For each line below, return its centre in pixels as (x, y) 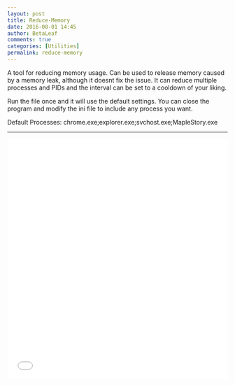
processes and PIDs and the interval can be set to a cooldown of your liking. (117, 87)
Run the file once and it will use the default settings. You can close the (108, 101)
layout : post (26, 14)
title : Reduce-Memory (39, 20)
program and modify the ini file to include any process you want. (100, 108)
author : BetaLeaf (33, 33)
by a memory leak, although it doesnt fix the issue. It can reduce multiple (112, 80)
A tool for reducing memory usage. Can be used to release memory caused (116, 72)
